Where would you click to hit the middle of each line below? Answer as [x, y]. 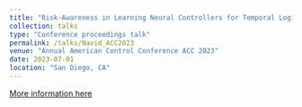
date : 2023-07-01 [42, 59]
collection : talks [44, 26]
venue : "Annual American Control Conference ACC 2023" [114, 51]
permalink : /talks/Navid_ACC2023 [72, 43]
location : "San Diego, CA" [60, 68]
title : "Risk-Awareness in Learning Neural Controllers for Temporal [142, 18]
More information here [51, 93]
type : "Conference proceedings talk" [80, 34]
